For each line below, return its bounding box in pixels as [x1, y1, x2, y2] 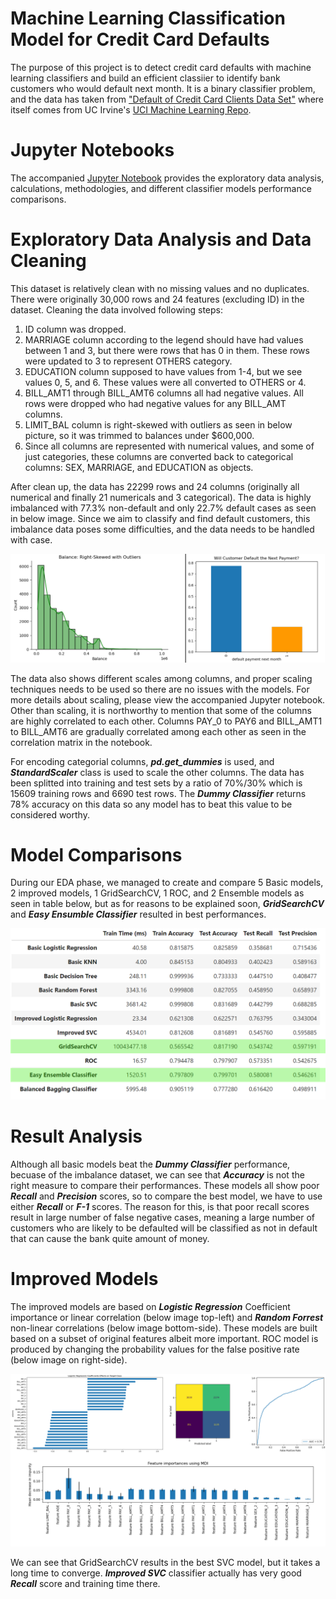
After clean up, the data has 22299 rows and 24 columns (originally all [10, 480, 300, 492]
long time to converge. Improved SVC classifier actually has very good [10, 1567, 302, 1579]
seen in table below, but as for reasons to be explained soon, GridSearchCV [10, 898, 325, 910]
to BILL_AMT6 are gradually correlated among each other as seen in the [10, 725, 307, 737]
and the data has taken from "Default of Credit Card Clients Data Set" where [10, 93, 324, 105]
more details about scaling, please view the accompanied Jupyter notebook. [10, 693, 326, 706]
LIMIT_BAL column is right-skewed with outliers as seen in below [24, 418, 293, 431]
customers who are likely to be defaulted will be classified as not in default [10, 1222, 318, 1234]
